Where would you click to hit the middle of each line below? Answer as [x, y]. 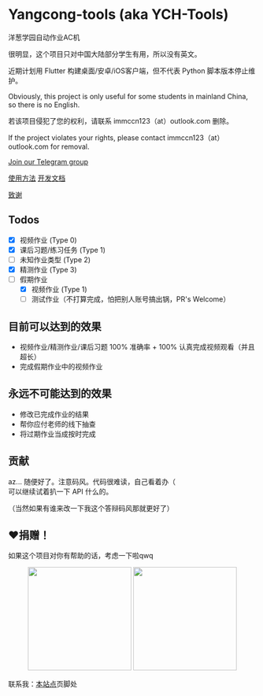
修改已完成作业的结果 [54, 414]
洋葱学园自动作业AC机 [44, 37]
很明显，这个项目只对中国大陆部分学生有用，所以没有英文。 [105, 54]
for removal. [70, 146]
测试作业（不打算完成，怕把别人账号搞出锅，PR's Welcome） [131, 299]
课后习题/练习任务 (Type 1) [63, 250]
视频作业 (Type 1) [59, 290]
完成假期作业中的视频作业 [61, 367]
